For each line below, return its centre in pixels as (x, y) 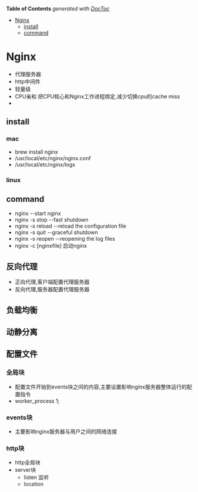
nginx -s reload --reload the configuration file (70, 226)
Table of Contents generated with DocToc (58, 9)
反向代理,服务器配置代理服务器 (52, 289)
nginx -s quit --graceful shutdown (56, 232)
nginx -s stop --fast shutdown (51, 220)
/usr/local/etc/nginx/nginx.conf (53, 158)
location (34, 484)
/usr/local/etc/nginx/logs (45, 164)
